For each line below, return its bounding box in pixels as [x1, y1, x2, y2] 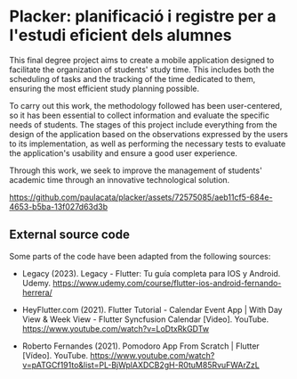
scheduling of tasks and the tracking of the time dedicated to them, [9, 73, 256, 84]
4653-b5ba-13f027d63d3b [9, 201, 108, 211]
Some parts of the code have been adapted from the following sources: [9, 251, 271, 261]
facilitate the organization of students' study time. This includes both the [9, 64, 275, 75]
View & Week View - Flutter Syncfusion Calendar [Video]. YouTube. [21, 314, 269, 325]
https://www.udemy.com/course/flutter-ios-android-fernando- [52, 277, 282, 288]
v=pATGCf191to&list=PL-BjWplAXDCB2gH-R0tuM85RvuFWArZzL [21, 359, 261, 370]
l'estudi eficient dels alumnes [9, 25, 232, 45]
